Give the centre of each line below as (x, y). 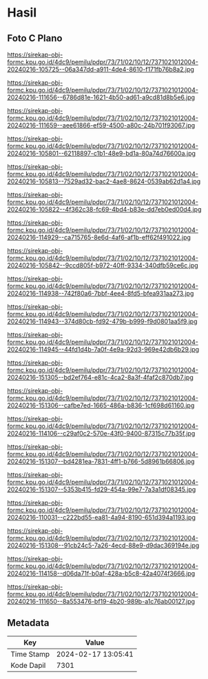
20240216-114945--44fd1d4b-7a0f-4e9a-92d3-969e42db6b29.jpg (103, 349)
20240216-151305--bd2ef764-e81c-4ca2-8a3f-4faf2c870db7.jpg (101, 377)
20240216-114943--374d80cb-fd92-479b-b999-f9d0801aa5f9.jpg (102, 321)
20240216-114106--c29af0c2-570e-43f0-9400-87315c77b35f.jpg (101, 433)
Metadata (28, 623)
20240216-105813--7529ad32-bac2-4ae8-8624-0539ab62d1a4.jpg (104, 181)
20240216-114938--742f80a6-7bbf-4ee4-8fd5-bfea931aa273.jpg (101, 293)
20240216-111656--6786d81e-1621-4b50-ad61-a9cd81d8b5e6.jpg (101, 97)
